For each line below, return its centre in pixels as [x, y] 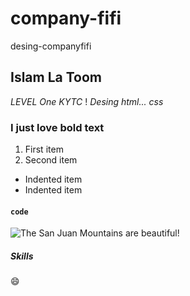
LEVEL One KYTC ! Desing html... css [87, 101]
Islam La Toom [56, 77]
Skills [22, 256]
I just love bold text [57, 127]
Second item [51, 160]
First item [44, 149]
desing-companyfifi [51, 46]
